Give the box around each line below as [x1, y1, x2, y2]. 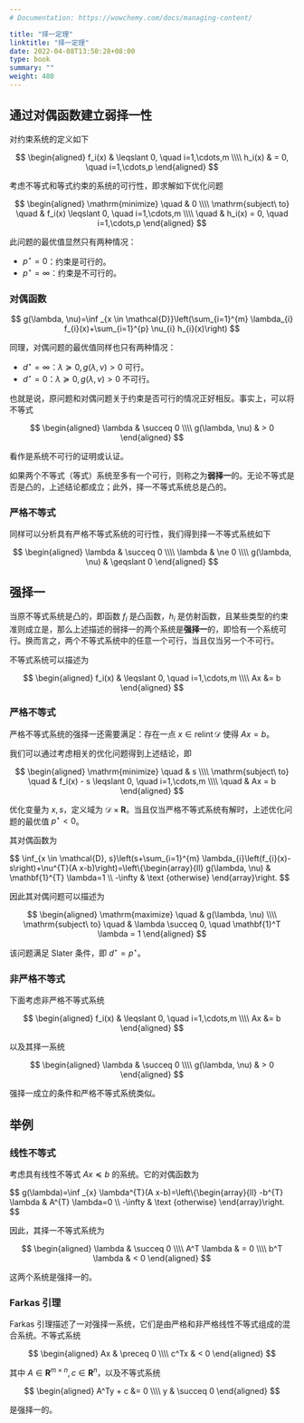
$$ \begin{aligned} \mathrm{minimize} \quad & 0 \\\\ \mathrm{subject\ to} [14, 198, 290, 209]
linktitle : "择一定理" [9, 38, 90, 47]
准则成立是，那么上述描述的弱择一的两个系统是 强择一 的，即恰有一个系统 [9, 623, 279, 634]
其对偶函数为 [9, 835, 57, 846]
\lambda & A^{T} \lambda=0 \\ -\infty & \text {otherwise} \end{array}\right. [9, 1197, 285, 1208]
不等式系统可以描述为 [9, 654, 89, 665]
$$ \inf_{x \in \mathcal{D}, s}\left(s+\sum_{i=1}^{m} [9, 853, 201, 864]
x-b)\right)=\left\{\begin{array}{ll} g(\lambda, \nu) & [79, 863, 271, 874]
